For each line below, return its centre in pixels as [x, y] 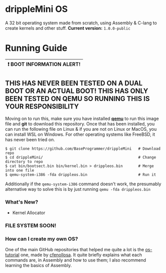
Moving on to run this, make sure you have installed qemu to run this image [82, 118]
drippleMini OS [36, 9]
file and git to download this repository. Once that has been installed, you [80, 124]
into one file [20, 170]
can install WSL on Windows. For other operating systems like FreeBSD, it [80, 134]
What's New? [22, 202]
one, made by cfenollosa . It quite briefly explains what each [81, 255]
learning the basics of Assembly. [38, 266]
